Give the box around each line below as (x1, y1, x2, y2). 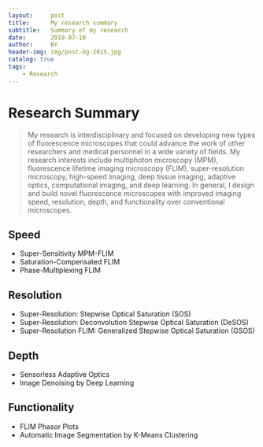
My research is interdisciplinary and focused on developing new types (27, 130, 256, 139)
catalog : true (8, 56, 55, 64)
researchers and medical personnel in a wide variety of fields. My (27, 146, 241, 156)
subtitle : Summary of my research (8, 26, 128, 34)
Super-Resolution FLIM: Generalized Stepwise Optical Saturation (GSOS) (19, 326, 256, 335)
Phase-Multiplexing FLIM (19, 265, 101, 275)
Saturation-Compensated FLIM (19, 257, 120, 267)
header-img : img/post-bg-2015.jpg (8, 48, 122, 56)
